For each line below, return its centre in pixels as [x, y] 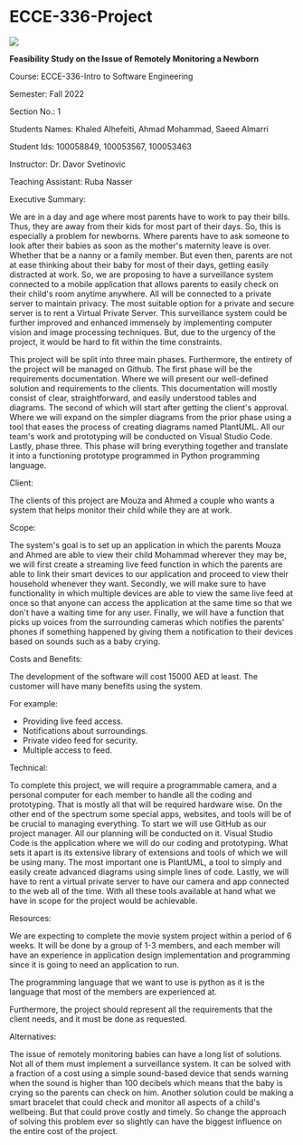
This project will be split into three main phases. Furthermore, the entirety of [151, 359]
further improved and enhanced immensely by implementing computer [141, 322]
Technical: [28, 767]
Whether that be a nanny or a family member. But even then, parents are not [151, 255]
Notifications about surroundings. [85, 730]
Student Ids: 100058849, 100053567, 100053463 [101, 146]
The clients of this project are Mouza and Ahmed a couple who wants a [142, 500]
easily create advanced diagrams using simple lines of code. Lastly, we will [149, 871]
